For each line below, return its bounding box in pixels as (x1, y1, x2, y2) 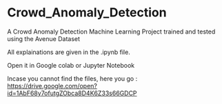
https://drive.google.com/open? (7, 81, 98, 90)
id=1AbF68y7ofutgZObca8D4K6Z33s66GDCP (7, 89, 137, 97)
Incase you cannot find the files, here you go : (7, 74, 138, 83)
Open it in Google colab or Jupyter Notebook (7, 61, 135, 69)
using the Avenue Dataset (7, 34, 81, 42)
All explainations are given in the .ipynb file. (7, 48, 131, 56)
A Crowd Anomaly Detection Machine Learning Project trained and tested (7, 27, 216, 36)
